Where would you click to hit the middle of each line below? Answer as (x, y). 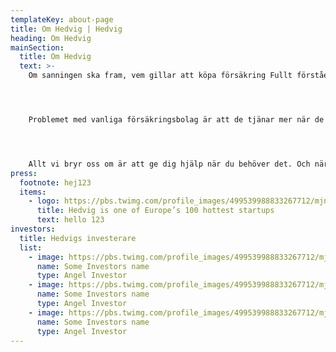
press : (24, 173)
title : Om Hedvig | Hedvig (66, 29)
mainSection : (37, 47)
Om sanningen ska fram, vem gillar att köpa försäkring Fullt (160, 76)
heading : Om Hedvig (51, 38)
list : (31, 247)
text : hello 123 (70, 220)
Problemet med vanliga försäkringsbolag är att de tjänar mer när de (176, 120)
